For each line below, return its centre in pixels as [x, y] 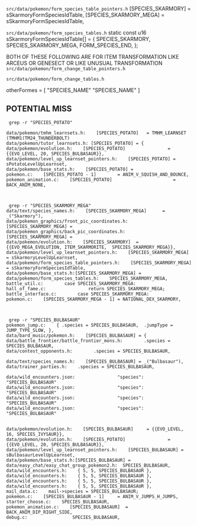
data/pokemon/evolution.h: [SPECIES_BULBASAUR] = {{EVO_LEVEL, [95, 429]
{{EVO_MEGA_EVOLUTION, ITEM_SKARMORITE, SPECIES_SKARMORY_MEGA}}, [91, 247]
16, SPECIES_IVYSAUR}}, [35, 434]
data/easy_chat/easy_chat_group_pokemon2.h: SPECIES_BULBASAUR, [88, 465]
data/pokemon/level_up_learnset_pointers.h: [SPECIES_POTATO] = [91, 159]
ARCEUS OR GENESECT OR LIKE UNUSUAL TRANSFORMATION [84, 63]
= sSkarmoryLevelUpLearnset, [42, 258]
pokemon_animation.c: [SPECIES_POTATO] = [91, 180]
